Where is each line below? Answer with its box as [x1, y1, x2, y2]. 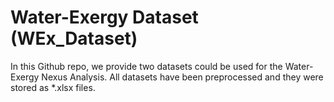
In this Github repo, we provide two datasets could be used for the [10, 60, 283, 72]
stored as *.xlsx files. [10, 81, 96, 93]
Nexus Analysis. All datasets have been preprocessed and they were [41, 71, 324, 83]
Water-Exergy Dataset [10, 6, 199, 29]
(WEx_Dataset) [10, 27, 138, 50]
